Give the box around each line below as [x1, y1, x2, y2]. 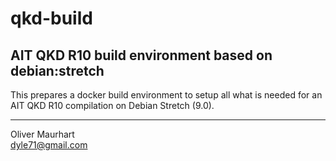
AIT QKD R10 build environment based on [10, 47, 273, 64]
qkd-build [10, 7, 93, 30]
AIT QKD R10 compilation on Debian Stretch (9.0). [10, 100, 215, 111]
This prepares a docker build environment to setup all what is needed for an [10, 89, 323, 101]
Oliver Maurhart [10, 128, 75, 140]
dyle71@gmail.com [10, 139, 88, 151]
